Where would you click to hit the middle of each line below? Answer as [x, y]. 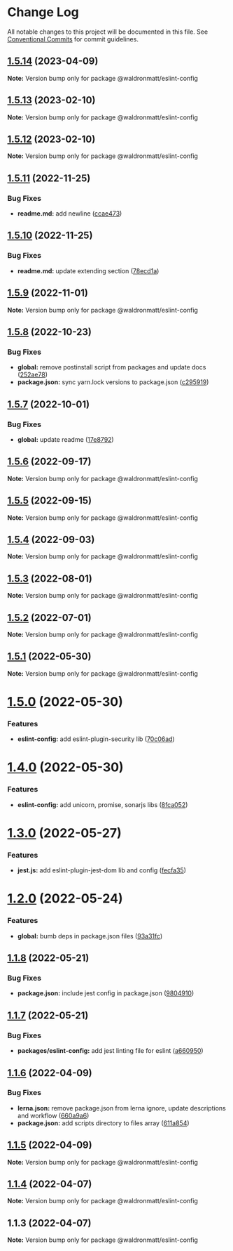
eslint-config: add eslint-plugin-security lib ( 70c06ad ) [96, 739]
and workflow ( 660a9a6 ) [53, 1115]
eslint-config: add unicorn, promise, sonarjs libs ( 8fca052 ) [103, 804]
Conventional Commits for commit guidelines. [73, 39]
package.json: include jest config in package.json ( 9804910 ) [106, 993]
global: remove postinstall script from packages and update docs [112, 367]
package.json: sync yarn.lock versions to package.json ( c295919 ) [113, 382]
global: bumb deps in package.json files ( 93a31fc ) [90, 936]
